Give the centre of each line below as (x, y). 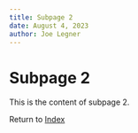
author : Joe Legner (45, 34)
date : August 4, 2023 (49, 26)
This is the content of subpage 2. (69, 102)
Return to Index (37, 120)
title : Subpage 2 (41, 17)
